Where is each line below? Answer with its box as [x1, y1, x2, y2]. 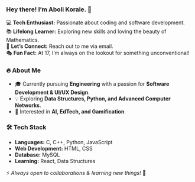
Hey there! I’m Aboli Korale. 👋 [6, 5, 92, 14]
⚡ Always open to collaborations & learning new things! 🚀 [6, 169, 147, 176]
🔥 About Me [6, 66, 41, 74]
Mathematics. [6, 37, 40, 44]
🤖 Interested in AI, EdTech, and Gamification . [14, 108, 126, 115]
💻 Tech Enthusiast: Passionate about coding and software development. [6, 19, 185, 26]
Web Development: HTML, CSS [14, 145, 93, 152]
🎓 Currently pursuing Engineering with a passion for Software [14, 80, 170, 87]
